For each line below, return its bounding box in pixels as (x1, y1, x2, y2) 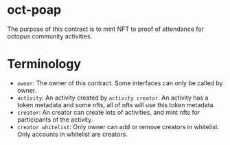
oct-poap (7, 2, 62, 18)
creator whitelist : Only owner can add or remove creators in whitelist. (16, 122, 220, 131)
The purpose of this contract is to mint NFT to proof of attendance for (7, 25, 205, 33)
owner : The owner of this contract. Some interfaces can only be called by (16, 78, 223, 87)
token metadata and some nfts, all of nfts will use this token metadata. (16, 100, 215, 109)
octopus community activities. (7, 32, 93, 40)
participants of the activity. (16, 115, 93, 124)
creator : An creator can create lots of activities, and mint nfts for (16, 108, 200, 116)
